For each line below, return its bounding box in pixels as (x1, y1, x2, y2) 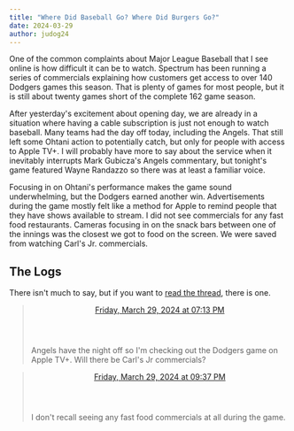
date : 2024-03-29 (9, 21, 73, 30)
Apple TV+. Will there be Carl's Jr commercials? (30, 355, 206, 366)
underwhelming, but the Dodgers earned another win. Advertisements (9, 191, 266, 202)
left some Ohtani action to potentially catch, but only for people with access (9, 136, 285, 147)
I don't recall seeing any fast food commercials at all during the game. (30, 412, 286, 423)
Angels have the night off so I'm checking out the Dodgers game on (30, 345, 279, 356)
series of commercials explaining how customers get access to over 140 (9, 73, 273, 83)
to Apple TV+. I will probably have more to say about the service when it (9, 146, 273, 157)
